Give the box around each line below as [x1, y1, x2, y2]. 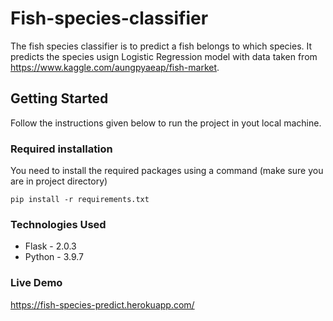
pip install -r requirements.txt [10, 195, 150, 205]
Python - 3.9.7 [24, 251, 85, 263]
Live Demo [10, 276, 63, 290]
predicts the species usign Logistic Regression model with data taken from [10, 50, 318, 62]
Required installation [10, 142, 113, 156]
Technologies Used [10, 217, 107, 231]
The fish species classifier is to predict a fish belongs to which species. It [10, 40, 313, 52]
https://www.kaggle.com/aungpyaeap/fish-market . [10, 61, 220, 73]
